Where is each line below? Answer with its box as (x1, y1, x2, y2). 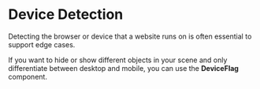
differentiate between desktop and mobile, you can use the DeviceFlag (8, 63, 239, 72)
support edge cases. (8, 39, 76, 49)
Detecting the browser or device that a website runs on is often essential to (8, 32, 252, 41)
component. (8, 72, 47, 81)
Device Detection (8, 6, 124, 24)
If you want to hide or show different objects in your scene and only (8, 55, 228, 65)
